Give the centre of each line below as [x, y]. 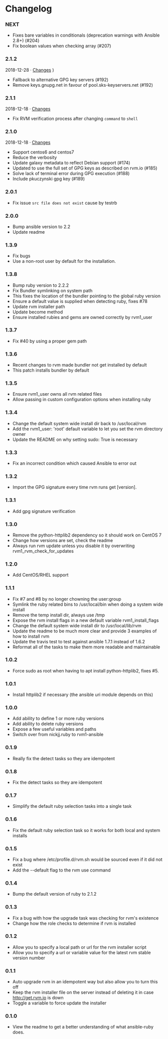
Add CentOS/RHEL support [40, 575]
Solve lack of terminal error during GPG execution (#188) [71, 174]
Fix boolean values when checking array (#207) [62, 46]
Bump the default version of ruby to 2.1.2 [54, 894]
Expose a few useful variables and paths [54, 729]
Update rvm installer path [39, 306]
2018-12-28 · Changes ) [30, 70]
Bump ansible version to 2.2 [41, 227]
